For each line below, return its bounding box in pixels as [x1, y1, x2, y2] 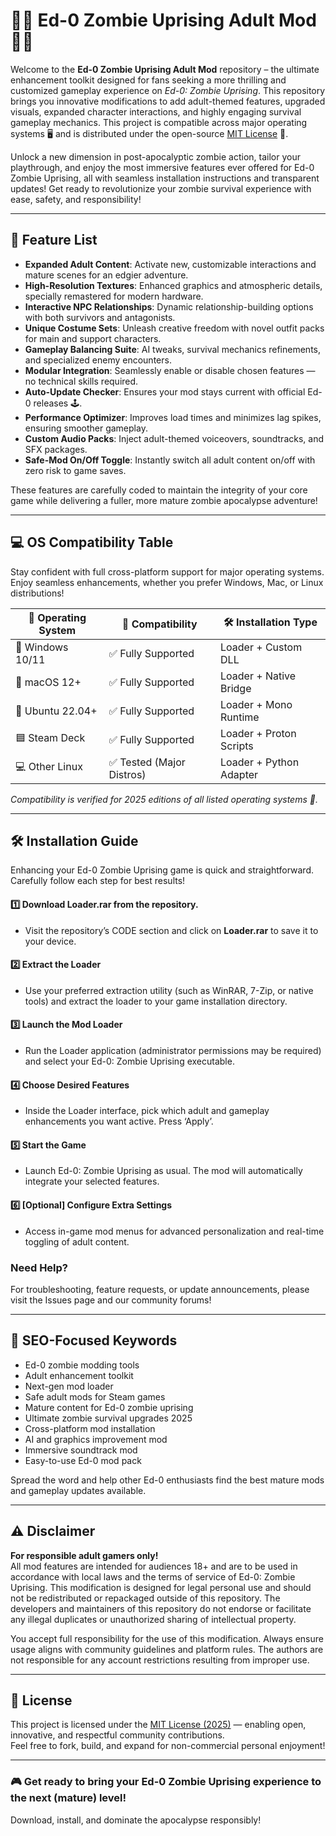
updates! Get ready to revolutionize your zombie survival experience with [10, 182, 312, 194]
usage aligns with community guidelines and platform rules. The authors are [10, 1643, 324, 1655]
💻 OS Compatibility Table [10, 534, 174, 551]
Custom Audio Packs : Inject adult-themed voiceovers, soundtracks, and [24, 432, 324, 444]
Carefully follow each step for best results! [10, 875, 186, 887]
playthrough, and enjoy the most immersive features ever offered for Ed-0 [10, 161, 315, 173]
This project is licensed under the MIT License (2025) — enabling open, [10, 1719, 307, 1731]
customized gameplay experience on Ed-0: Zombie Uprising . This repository [10, 84, 326, 96]
